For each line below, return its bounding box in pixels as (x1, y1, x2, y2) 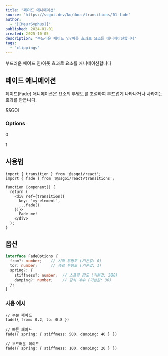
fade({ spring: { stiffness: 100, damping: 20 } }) (5, 346, 117, 351)
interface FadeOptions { (5, 254, 58, 259)
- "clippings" (10, 45, 40, 50)
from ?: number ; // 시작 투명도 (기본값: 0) (10, 258, 102, 264)
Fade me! (18, 211, 38, 216)
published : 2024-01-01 (5, 26, 53, 32)
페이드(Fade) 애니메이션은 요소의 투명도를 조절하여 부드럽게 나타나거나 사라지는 (5, 91, 163, 97)
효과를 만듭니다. (5, 97, 37, 103)
